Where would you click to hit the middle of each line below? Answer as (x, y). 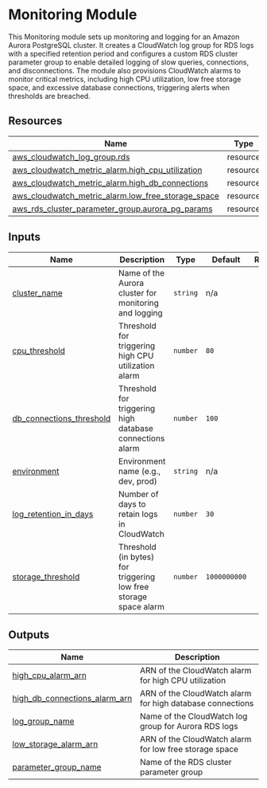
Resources (35, 121)
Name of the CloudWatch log (193, 716)
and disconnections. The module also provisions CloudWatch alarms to (124, 70)
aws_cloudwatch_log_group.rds (71, 157)
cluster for (137, 292)
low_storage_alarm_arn (55, 744)
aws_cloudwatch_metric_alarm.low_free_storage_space (116, 195)
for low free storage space (189, 749)
